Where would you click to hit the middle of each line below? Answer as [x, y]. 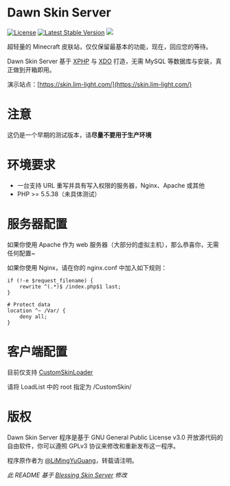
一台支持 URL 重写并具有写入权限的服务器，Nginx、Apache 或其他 [111, 185]
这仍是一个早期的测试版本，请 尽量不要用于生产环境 [79, 134]
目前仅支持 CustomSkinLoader [50, 372]
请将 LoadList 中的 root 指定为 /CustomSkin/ [69, 387]
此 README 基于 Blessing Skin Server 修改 [67, 475]
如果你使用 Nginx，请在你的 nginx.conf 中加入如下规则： [87, 267]
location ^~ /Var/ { [37, 311]
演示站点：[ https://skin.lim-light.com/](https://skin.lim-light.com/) [100, 84]
